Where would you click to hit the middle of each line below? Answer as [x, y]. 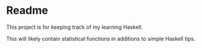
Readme [27, 10]
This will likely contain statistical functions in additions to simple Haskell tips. [101, 38]
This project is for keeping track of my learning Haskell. [74, 27]
